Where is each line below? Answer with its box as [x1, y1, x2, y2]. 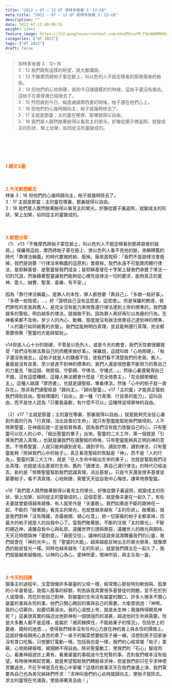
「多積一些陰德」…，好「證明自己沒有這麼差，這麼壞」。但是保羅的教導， [5, 297, 160, 304]
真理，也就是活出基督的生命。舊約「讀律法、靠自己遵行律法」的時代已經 [9, 462, 162, 469]
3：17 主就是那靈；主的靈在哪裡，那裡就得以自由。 [17, 111, 125, 118]
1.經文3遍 [5, 163, 26, 169]
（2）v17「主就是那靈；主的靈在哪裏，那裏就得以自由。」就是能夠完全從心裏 [5, 411, 165, 417]
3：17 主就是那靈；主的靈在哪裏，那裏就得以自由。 [5, 198, 113, 204]
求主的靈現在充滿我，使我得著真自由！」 [5, 677, 91, 683]
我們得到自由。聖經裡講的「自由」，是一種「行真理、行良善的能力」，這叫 [5, 393, 158, 399]
